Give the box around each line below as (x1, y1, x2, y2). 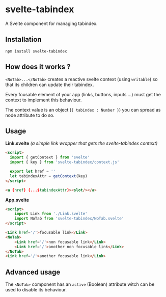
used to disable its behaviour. (5, 287, 67, 293)
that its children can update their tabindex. (5, 82, 94, 88)
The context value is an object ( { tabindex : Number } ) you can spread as (5, 106, 161, 113)
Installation (5, 35, 42, 44)
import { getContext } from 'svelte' (10, 155, 90, 160)
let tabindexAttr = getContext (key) (10, 173, 88, 179)
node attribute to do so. (5, 112, 55, 118)
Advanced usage (5, 267, 61, 276)
